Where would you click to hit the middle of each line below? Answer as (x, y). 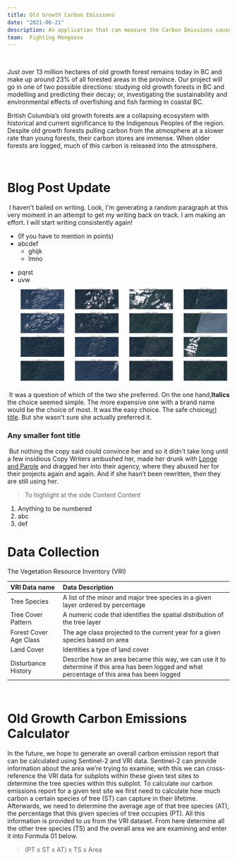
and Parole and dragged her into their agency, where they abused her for (114, 466)
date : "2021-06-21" (36, 22)
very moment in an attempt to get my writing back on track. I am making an (116, 215)
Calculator (38, 733)
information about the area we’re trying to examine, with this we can (106, 768)
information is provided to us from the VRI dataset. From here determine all (116, 820)
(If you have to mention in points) (66, 236)
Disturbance (28, 663)
